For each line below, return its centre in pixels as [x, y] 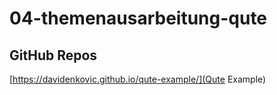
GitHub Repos [53, 55]
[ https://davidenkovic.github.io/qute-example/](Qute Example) [138, 79]
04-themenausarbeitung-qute [138, 18]
